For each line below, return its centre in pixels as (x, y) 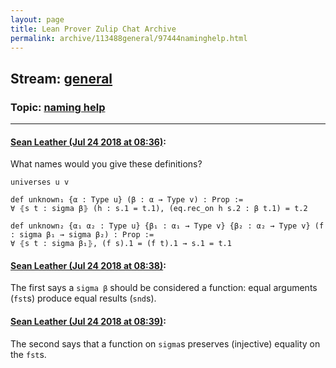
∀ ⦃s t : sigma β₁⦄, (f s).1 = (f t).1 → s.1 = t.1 (121, 244)
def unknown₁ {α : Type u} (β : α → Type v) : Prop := (127, 200)
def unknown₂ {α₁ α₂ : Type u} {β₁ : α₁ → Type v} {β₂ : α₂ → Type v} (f (167, 226)
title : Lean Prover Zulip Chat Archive (93, 29)
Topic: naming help (58, 107)
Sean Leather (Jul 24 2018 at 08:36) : (88, 142)
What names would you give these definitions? (106, 164)
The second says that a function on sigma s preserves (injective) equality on (165, 343)
